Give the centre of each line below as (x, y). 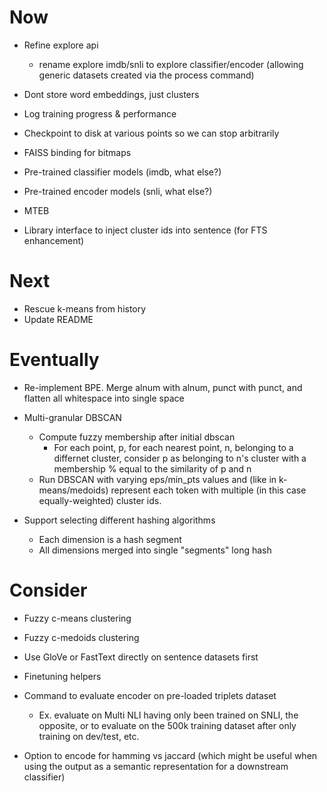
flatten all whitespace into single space (104, 398)
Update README (58, 319)
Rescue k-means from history (85, 308)
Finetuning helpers (62, 676)
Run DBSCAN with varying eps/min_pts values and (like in (157, 479)
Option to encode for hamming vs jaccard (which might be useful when (170, 755)
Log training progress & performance (100, 113)
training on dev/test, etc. (89, 736)
